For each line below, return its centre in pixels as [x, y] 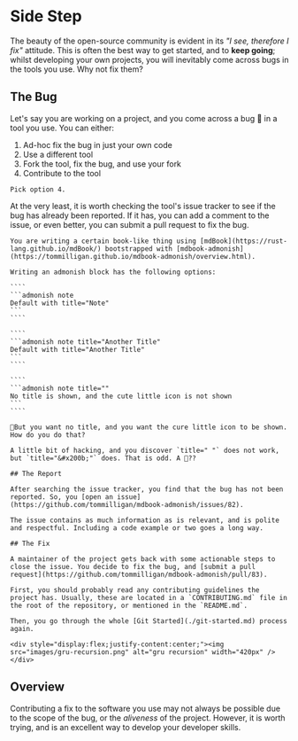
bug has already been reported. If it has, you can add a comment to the [140, 215]
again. [22, 628]
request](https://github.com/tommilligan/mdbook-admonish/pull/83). [139, 574]
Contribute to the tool [61, 173]
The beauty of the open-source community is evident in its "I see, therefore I [150, 41]
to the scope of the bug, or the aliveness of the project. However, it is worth [148, 718]
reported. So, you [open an [62, 497]
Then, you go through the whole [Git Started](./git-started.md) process [149, 621]
